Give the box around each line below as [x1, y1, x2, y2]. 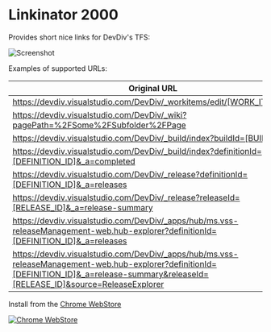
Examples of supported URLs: [8, 63, 107, 73]
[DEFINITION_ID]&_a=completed [12, 156, 135, 167]
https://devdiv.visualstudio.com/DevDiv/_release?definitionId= [12, 168, 248, 180]
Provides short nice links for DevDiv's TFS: [8, 32, 151, 42]
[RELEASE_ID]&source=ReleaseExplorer [12, 278, 165, 289]
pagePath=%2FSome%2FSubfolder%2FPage [12, 119, 187, 131]
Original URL [128, 82, 178, 93]
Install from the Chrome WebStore [8, 299, 122, 309]
